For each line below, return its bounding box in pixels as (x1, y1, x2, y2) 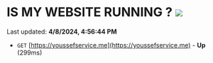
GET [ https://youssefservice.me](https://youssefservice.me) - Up (16, 41, 206, 49)
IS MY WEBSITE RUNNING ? (6, 4, 173, 20)
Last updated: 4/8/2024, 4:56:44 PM (6, 27, 117, 36)
